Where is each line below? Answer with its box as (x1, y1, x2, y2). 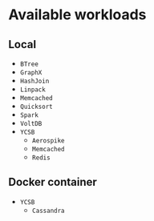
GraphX (19, 69, 43, 77)
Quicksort (19, 102, 54, 110)
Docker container (8, 175, 98, 189)
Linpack (19, 86, 46, 94)
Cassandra (31, 207, 66, 215)
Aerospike (31, 137, 66, 145)
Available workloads (8, 6, 147, 24)
